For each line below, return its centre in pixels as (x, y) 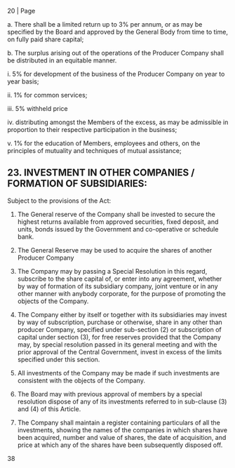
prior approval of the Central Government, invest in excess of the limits (120, 352)
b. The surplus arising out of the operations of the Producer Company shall (116, 53)
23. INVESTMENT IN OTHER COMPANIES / (101, 173)
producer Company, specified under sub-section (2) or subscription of (120, 329)
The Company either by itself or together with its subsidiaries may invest (122, 314)
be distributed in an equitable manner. (62, 60)
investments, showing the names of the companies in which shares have (122, 430)
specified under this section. (59, 359)
